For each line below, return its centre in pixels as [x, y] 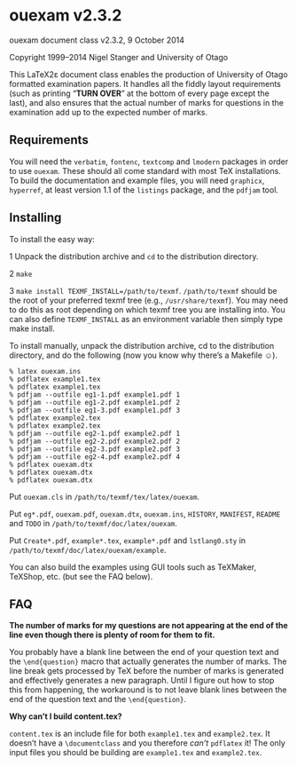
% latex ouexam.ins [45, 371]
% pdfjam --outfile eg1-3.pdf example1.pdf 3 [94, 410]
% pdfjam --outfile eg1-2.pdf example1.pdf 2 [94, 402]
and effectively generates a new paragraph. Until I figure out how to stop [142, 681]
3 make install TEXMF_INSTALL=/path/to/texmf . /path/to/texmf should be [143, 290]
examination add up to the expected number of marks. [109, 112]
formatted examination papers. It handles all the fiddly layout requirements [145, 83]
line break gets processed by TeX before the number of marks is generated [147, 671]
